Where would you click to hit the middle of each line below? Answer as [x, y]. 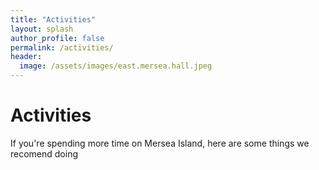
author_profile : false [57, 38]
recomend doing [44, 153]
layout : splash [42, 29]
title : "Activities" [53, 19]
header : [26, 57]
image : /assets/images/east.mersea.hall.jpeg [116, 66]
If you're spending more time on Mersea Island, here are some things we [160, 143]
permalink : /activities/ [62, 47]
